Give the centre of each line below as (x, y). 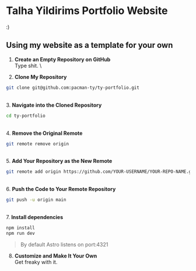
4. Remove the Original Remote (44, 133)
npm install (20, 228)
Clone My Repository (41, 77)
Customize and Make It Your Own (56, 256)
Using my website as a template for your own (90, 45)
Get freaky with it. (36, 262)
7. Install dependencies (35, 217)
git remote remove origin (37, 144)
